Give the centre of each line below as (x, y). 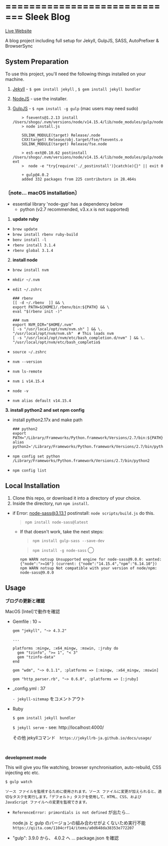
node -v (20, 391)
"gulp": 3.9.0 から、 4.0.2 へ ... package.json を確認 (65, 838)
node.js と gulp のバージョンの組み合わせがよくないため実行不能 (79, 823)
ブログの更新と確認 (25, 601)
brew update (25, 229)
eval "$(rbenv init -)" (37, 312)
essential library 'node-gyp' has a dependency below (67, 204)
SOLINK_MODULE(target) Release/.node (61, 135)
